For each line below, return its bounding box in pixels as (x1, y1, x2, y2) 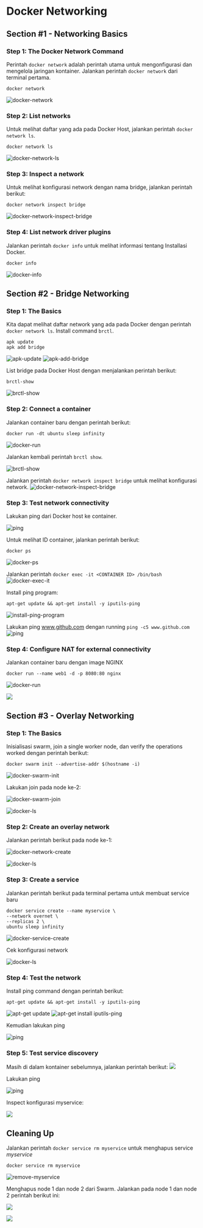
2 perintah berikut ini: (6, 1192, 60, 1199)
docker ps (6, 548, 32, 554)
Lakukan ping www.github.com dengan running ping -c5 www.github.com (6, 623, 190, 631)
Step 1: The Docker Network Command (6, 47, 124, 56)
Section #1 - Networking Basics (6, 29, 128, 39)
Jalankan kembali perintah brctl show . (6, 453, 103, 460)
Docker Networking (6, 4, 108, 18)
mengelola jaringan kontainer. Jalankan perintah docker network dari (6, 67, 178, 75)
